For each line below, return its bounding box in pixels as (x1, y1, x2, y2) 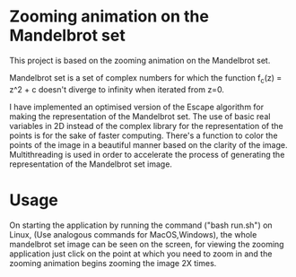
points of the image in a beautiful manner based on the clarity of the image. (9, 139, 288, 150)
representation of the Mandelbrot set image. (9, 159, 173, 169)
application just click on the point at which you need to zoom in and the (9, 248, 273, 259)
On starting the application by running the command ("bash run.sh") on (9, 220, 273, 230)
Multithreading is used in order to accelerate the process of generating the (9, 149, 285, 160)
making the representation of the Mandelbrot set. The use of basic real (9, 110, 271, 122)
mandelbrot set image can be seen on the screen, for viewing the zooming (9, 238, 284, 249)
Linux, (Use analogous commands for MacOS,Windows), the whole (9, 229, 257, 239)
